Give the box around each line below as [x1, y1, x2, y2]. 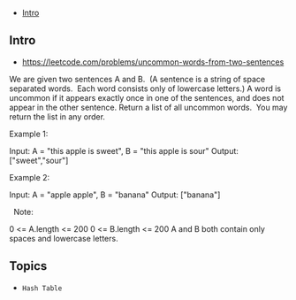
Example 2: [9, 172, 50, 182]
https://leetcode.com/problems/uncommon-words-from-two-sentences [21, 57, 285, 67]
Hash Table [21, 283, 63, 293]
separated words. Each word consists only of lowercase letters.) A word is [9, 83, 281, 94]
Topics [9, 258, 48, 273]
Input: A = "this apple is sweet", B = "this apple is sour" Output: [9, 145, 239, 156]
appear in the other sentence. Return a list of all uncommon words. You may [9, 102, 288, 112]
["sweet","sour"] [9, 155, 69, 165]
